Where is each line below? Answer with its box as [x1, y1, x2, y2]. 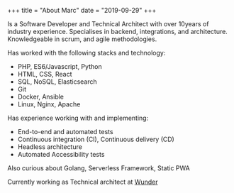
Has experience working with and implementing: [7, 114, 149, 122]
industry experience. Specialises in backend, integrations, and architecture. [7, 28, 228, 35]
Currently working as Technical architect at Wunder [7, 177, 158, 186]
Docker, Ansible [17, 92, 65, 101]
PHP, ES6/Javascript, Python [17, 62, 102, 70]
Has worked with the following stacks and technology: [7, 49, 166, 57]
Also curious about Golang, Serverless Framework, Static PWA [7, 164, 190, 172]
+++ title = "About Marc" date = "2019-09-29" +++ [7, 6, 157, 14]
